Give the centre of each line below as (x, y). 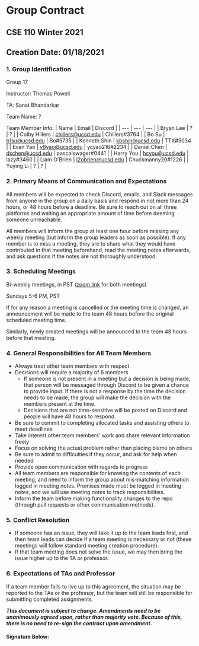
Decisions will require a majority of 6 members (71, 373)
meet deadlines (33, 429)
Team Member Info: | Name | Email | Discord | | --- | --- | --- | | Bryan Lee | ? (99, 128)
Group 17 (17, 82)
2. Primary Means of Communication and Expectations (86, 182)
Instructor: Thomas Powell (38, 94)
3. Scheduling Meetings (41, 272)
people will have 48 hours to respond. (70, 416)
